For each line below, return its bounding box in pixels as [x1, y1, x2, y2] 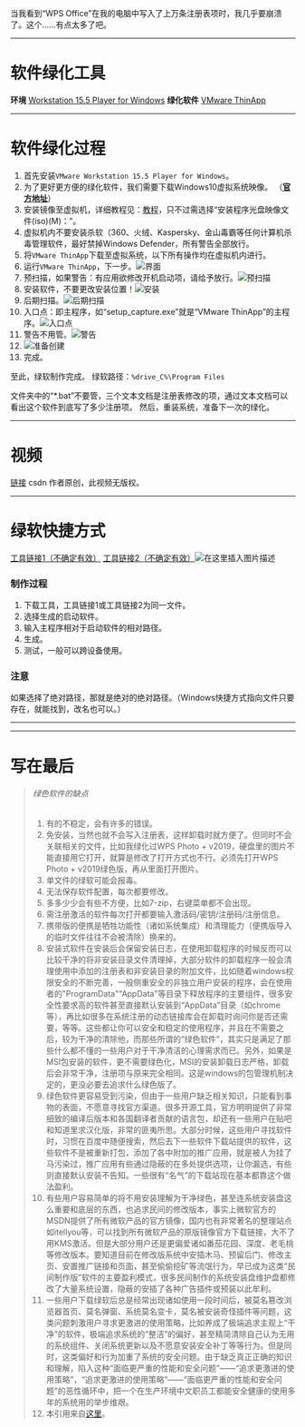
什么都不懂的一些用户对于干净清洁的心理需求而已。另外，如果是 [53, 1045, 292, 1056]
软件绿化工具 [10, 63, 107, 84]
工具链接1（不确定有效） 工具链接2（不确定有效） [10, 552, 195, 563]
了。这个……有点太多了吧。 [10, 19, 112, 30]
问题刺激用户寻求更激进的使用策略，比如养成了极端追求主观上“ [53, 1317, 288, 1328]
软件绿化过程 [10, 139, 107, 159]
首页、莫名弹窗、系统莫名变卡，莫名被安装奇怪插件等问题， [62, 1305, 284, 1316]
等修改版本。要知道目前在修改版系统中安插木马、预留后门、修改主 [45, 1249, 292, 1260]
